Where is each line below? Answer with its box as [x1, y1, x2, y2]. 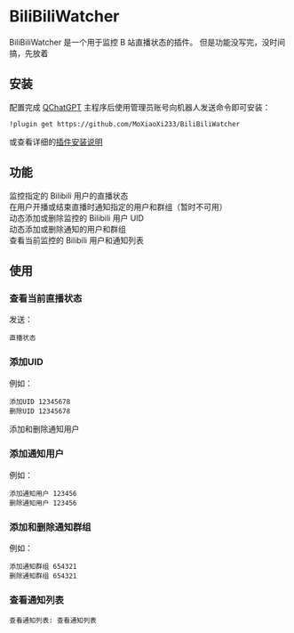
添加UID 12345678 [9, 397, 71, 406]
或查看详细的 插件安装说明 [9, 136, 103, 147]
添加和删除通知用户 [9, 423, 80, 434]
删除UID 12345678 [9, 407, 71, 416]
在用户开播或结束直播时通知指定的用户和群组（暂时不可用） [9, 201, 227, 212]
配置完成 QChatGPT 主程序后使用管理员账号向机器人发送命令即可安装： [9, 101, 271, 112]
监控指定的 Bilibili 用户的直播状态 [9, 190, 129, 201]
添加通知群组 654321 [9, 563, 77, 572]
